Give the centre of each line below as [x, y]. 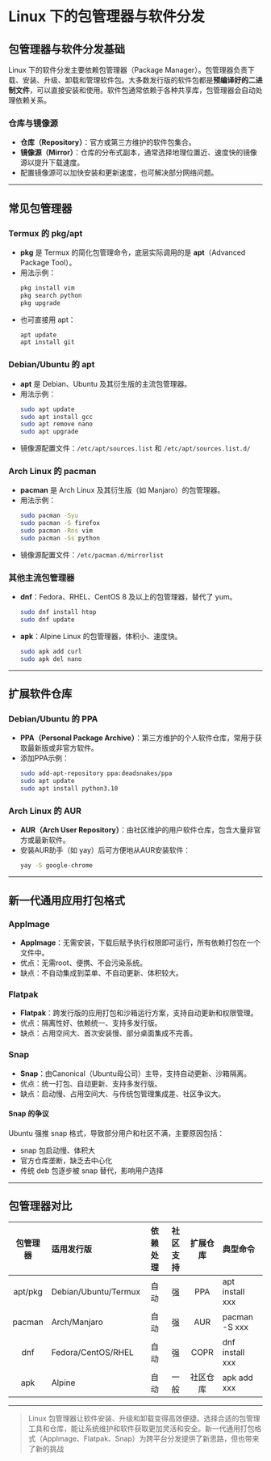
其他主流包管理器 [42, 578]
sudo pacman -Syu [49, 516]
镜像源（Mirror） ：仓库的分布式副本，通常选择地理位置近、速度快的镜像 [139, 152]
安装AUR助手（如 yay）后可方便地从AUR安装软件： [105, 850]
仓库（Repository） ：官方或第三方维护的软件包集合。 [108, 142]
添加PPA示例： [45, 758]
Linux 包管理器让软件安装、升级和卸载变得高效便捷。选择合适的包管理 [144, 1418]
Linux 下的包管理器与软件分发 [107, 17]
